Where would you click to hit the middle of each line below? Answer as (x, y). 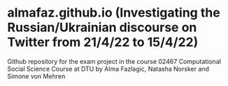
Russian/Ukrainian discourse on (102, 27)
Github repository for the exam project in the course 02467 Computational (114, 61)
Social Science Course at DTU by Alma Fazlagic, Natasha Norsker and (108, 69)
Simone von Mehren (36, 76)
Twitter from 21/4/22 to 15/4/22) (103, 42)
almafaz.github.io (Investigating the (114, 13)
